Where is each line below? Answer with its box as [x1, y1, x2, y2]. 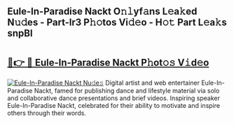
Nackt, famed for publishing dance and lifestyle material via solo [34, 87, 220, 95]
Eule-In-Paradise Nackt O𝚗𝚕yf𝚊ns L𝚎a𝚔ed [7, 6, 198, 18]
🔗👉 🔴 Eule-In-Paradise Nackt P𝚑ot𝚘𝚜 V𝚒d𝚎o [7, 56, 209, 69]
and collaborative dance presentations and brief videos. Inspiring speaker [7, 94, 221, 102]
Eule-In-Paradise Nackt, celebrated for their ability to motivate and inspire [7, 102, 221, 109]
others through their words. [7, 109, 86, 117]
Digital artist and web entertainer [104, 78, 200, 87]
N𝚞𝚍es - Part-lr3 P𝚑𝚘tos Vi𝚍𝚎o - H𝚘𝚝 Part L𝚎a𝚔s [7, 17, 227, 29]
